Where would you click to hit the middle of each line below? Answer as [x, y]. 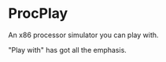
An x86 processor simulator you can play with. [83, 35]
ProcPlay [38, 14]
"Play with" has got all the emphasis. [68, 50]
